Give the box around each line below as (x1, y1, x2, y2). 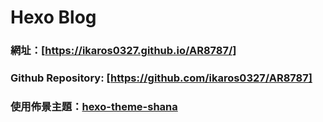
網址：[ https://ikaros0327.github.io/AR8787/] (10, 44, 237, 58)
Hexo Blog (10, 6, 97, 29)
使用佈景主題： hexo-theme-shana (10, 99, 178, 113)
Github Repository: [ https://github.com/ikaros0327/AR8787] (10, 71, 313, 85)
